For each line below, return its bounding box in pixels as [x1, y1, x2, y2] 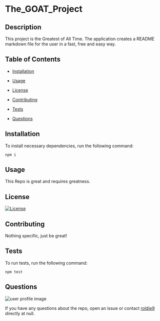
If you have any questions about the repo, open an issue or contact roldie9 [5, 305, 155, 311]
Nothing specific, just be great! [5, 233, 67, 239]
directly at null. [5, 310, 35, 316]
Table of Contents [5, 55, 61, 64]
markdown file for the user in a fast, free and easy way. [5, 41, 116, 47]
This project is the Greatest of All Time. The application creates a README [5, 36, 155, 42]
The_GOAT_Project [5, 3, 83, 15]
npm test [5, 269, 23, 275]
